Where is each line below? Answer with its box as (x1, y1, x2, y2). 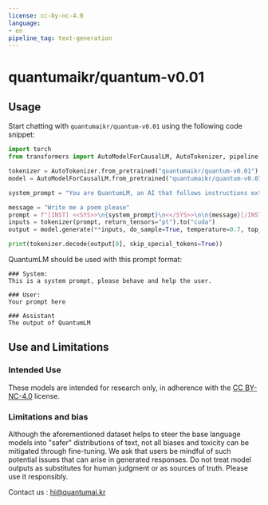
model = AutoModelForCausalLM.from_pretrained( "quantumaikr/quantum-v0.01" (8, 174, 266, 182)
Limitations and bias (8, 411, 89, 422)
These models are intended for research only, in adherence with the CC (8, 383, 243, 392)
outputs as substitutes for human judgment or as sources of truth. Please (8, 463, 249, 472)
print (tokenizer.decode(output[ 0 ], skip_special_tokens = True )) (8, 241, 223, 249)
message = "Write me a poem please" (8, 203, 130, 212)
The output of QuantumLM (8, 319, 91, 327)
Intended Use (8, 364, 61, 376)
